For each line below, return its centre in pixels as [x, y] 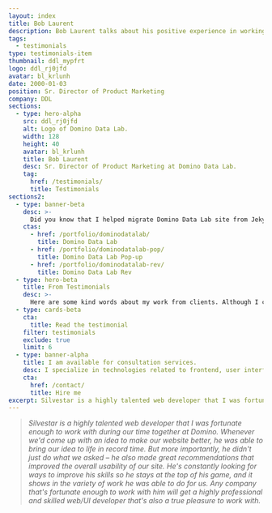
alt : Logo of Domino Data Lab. [76, 129]
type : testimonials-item [50, 53]
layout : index [32, 16]
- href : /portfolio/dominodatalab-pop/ [97, 250]
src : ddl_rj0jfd [51, 122]
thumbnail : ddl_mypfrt [47, 62]
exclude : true [47, 340]
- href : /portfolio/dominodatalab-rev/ [97, 264]
